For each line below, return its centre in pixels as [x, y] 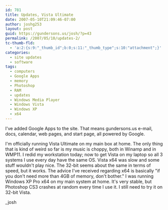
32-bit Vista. [18, 192]
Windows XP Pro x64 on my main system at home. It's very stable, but [78, 182]
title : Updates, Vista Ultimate [39, 15]
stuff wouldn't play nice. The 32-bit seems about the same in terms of [78, 165]
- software [21, 62]
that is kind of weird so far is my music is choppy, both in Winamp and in [81, 149]
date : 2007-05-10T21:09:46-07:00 [40, 19]
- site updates [26, 57]
